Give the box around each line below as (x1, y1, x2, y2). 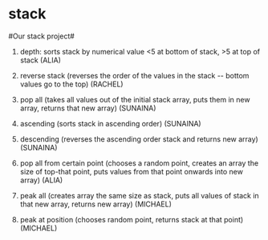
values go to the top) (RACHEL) (19, 79, 124, 89)
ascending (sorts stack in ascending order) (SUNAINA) (19, 118, 202, 128)
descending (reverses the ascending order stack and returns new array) (19, 134, 258, 144)
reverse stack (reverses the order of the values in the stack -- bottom (19, 70, 250, 80)
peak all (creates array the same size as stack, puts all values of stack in (19, 190, 259, 200)
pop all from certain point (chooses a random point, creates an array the (19, 158, 259, 168)
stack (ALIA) (19, 55, 62, 65)
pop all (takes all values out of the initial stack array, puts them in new (19, 94, 250, 104)
